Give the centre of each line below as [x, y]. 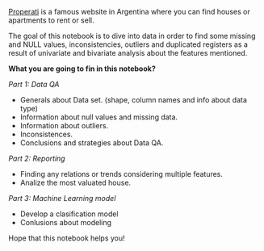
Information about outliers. [64, 125]
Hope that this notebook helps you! [67, 238]
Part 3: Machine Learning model [62, 198]
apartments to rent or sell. [51, 20]
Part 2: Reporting [37, 158]
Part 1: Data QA [34, 84]
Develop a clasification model [69, 214]
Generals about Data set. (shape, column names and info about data [134, 100]
